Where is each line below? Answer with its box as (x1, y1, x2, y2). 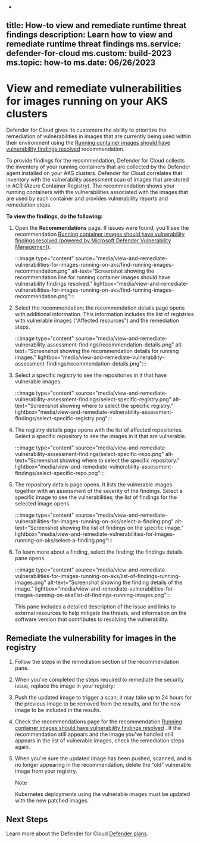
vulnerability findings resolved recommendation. (6, 145, 125, 152)
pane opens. (14, 555, 46, 562)
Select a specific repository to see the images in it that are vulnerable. (14, 433, 186, 440)
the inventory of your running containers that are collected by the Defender (6, 163, 190, 170)
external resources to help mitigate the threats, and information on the (14, 610, 187, 617)
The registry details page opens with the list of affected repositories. (14, 426, 183, 433)
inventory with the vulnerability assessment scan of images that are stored (6, 176, 189, 183)
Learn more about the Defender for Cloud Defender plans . (6, 830, 149, 837)
